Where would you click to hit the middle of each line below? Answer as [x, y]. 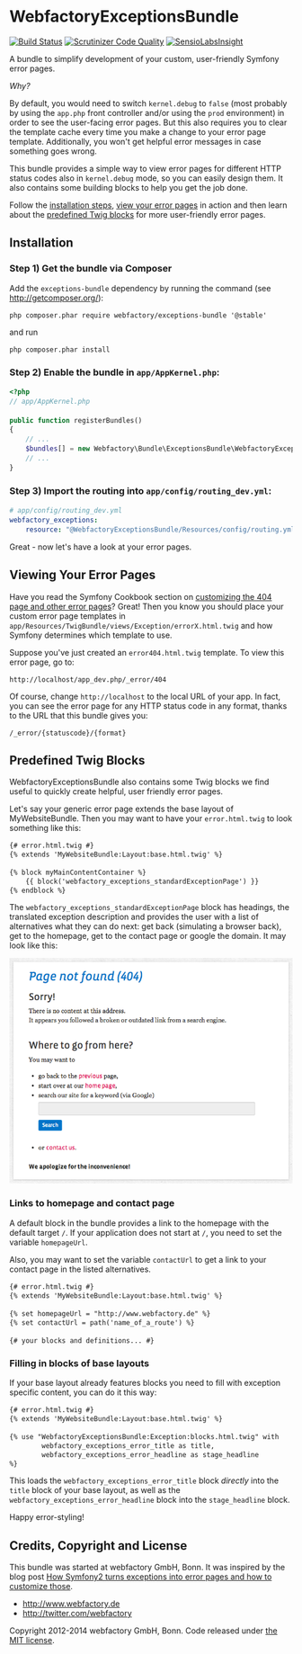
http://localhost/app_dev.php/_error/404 [88, 679]
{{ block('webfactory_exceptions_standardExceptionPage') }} [142, 882]
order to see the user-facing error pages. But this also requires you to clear [148, 122]
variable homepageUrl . [49, 1242]
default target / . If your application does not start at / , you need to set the [146, 1232]
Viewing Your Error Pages [82, 575]
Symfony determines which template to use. [91, 635]
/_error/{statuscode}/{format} [68, 733]
